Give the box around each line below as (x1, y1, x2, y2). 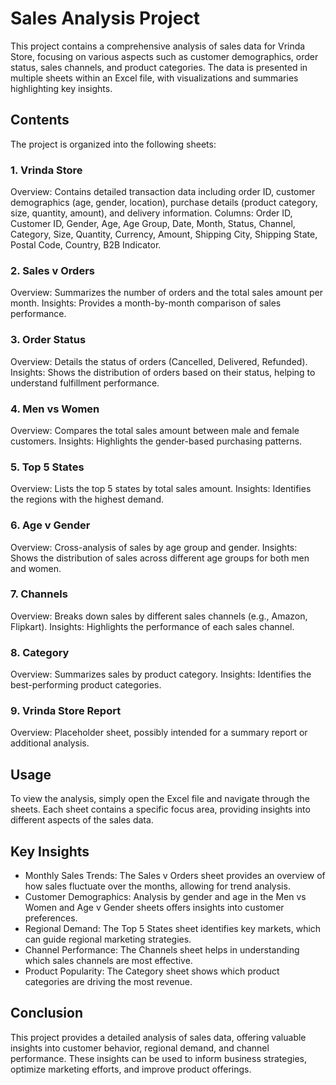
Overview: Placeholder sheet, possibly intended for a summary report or (10, 727, 308, 739)
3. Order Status (10, 333, 87, 347)
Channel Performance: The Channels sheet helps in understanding (24, 944, 300, 956)
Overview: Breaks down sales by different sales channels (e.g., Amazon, (10, 610, 308, 622)
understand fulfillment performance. (10, 377, 160, 389)
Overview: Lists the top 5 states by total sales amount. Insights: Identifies (10, 483, 312, 495)
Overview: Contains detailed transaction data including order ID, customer (10, 186, 316, 198)
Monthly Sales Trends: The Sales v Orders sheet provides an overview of (24, 870, 326, 882)
